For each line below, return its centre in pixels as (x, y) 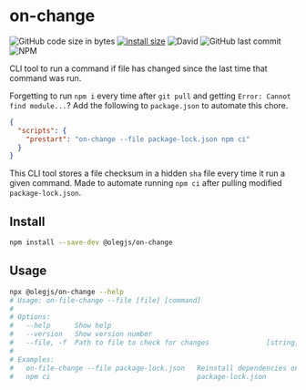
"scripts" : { (42, 130)
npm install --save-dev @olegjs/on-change (91, 242)
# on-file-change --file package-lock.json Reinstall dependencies (148, 368)
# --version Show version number (81, 334)
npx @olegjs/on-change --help (67, 292)
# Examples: (32, 359)
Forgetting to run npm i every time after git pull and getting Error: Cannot (150, 96)
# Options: (30, 317)
